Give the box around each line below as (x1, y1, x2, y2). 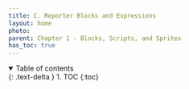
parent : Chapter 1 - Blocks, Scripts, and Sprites (8, 34, 182, 42)
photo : (8, 26, 31, 34)
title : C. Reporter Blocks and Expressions (8, 11, 157, 20)
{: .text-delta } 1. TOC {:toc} (8, 72, 99, 82)
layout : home (8, 19, 52, 27)
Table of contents (15, 63, 74, 73)
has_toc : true (8, 42, 56, 50)
